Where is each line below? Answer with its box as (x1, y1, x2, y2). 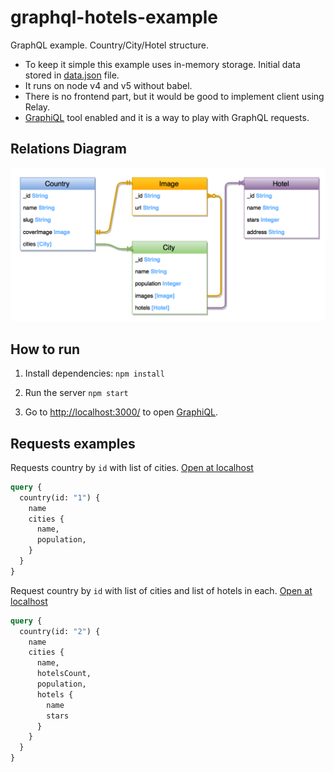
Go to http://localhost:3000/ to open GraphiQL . (24, 406, 219, 418)
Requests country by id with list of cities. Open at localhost (10, 461, 254, 473)
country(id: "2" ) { (19, 626, 101, 636)
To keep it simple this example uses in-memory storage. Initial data (24, 58, 301, 70)
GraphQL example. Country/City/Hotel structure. (10, 39, 209, 51)
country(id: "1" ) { (19, 492, 101, 503)
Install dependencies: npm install (24, 367, 165, 380)
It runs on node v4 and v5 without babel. (24, 79, 193, 91)
